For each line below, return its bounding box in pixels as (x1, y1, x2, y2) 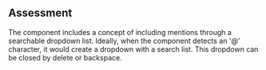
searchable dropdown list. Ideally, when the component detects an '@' (8, 36, 241, 45)
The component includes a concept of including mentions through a (8, 27, 232, 37)
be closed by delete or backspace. (8, 52, 122, 62)
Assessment (8, 6, 73, 20)
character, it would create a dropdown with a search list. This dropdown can (8, 44, 259, 54)
